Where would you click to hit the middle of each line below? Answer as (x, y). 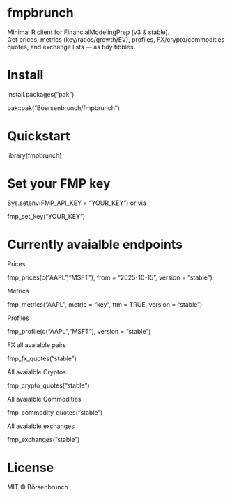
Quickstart (39, 136)
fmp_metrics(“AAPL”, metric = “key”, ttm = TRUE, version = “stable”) (105, 304)
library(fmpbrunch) (34, 155)
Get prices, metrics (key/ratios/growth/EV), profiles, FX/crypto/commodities (116, 39)
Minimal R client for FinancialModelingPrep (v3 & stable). (88, 32)
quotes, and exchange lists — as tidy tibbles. (71, 47)
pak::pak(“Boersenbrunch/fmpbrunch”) (64, 108)
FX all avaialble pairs (37, 345)
